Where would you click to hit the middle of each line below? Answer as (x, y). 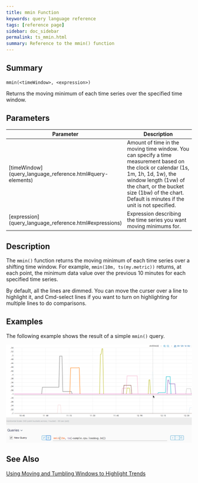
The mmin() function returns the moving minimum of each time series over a (98, 260)
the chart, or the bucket (155, 186)
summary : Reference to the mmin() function (60, 44)
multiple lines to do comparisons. (46, 303)
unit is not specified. (151, 205)
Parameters (28, 118)
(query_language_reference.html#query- (58, 174)
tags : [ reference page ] (35, 25)
